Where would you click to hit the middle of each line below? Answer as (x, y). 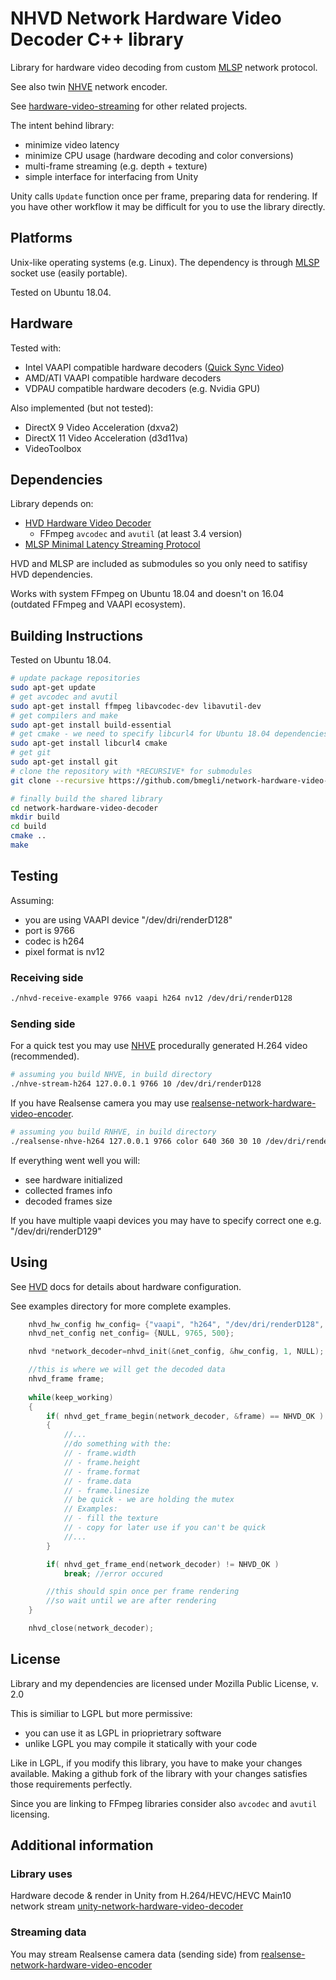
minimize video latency (72, 144)
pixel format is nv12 (64, 951)
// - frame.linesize (106, 1490)
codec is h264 (54, 941)
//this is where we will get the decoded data (127, 1370)
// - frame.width (100, 1453)
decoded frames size (68, 1201)
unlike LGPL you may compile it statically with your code (141, 1743)
